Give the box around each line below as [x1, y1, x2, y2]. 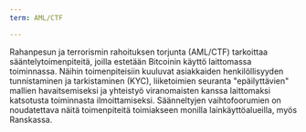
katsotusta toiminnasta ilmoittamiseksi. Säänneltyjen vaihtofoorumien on [9, 95, 281, 106]
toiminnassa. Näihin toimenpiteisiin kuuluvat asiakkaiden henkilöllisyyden [9, 66, 284, 76]
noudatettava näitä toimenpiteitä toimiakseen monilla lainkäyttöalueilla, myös [9, 104, 298, 115]
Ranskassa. [9, 114, 53, 125]
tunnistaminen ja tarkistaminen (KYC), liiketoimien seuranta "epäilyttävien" [9, 75, 290, 86]
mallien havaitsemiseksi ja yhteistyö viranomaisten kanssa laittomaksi [9, 85, 271, 96]
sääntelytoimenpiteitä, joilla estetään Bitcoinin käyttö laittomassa [9, 56, 252, 66]
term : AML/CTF [9, 13, 64, 23]
